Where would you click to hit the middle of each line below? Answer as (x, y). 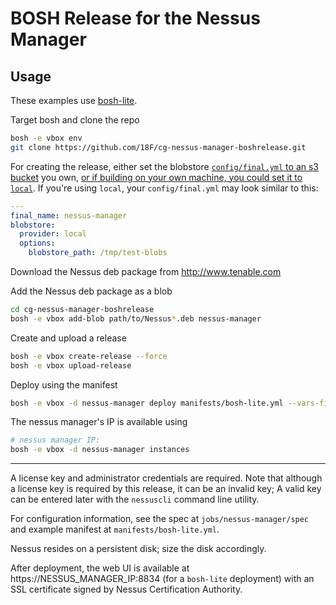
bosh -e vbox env (46, 138)
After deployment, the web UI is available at (100, 568)
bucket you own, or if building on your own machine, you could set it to (156, 177)
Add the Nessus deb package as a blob (91, 291)
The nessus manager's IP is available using (99, 422)
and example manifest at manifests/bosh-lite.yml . (115, 529)
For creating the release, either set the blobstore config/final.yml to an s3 (164, 166)
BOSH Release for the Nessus (135, 18)
